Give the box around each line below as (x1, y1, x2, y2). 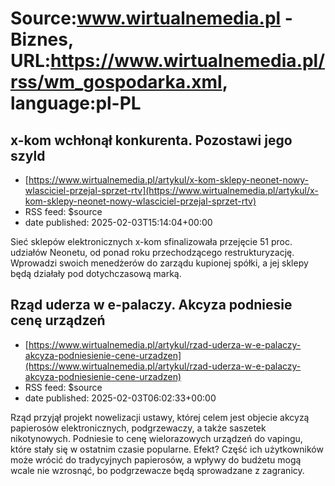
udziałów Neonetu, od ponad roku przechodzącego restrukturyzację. (10, 247, 295, 258)
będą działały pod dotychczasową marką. (10, 268, 182, 279)
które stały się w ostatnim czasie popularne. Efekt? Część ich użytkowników (10, 443, 324, 455)
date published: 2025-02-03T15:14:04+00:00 (24, 217, 213, 228)
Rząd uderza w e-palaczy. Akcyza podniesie (10, 297, 293, 314)
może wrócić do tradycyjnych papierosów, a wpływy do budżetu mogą (10, 453, 302, 466)
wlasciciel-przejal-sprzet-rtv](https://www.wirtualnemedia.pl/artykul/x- (24, 185, 319, 196)
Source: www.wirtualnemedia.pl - (10, 7, 293, 30)
